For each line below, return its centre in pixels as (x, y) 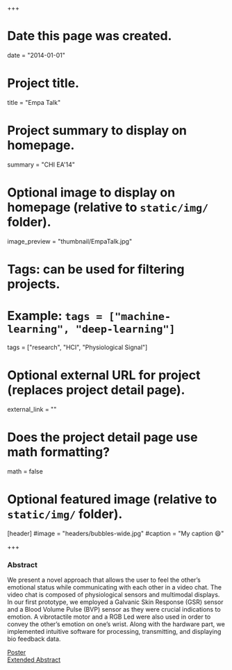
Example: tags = (55, 316)
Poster (17, 652)
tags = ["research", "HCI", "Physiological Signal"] (77, 347)
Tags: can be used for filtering (96, 269)
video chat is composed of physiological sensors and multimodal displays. (114, 594)
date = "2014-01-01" (36, 55)
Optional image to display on (91, 192)
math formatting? (58, 452)
